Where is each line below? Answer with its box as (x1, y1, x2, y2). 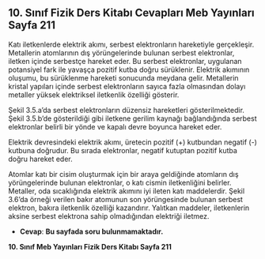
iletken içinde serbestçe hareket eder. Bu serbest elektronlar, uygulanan (8, 56, 243, 66)
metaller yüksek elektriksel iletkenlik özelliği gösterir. (8, 90, 180, 99)
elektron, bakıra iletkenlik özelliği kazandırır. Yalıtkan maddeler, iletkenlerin (8, 203, 250, 212)
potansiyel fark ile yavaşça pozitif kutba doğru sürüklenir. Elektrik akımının (8, 65, 250, 74)
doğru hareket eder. (8, 154, 73, 163)
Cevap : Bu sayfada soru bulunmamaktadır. (19, 227, 164, 236)
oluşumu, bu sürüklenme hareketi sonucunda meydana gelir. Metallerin (8, 73, 239, 82)
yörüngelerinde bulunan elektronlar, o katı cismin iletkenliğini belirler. (8, 178, 232, 187)
